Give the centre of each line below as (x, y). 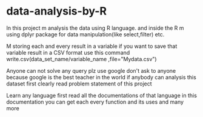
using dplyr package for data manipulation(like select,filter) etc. (85, 34)
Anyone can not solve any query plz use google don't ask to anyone (91, 70)
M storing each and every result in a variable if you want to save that (92, 46)
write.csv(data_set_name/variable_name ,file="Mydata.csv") (82, 59)
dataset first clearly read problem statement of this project (79, 84)
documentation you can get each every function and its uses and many (95, 102)
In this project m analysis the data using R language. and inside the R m (95, 28)
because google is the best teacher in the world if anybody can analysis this (101, 77)
